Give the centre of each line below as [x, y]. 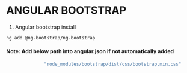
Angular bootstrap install [45, 27]
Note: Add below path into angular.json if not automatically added [90, 51]
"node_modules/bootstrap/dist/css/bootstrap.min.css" [113, 64]
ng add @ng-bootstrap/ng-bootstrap [51, 38]
